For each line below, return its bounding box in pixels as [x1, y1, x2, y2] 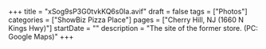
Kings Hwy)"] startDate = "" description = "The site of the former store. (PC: [8, 24, 259, 32]
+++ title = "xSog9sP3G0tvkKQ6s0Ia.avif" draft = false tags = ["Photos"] [8, 7, 248, 16]
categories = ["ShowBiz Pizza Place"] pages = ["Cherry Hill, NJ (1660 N [8, 15, 244, 24]
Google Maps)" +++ [8, 32, 74, 41]
